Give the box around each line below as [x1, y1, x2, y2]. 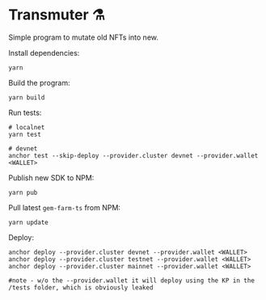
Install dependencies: [8, 48, 80, 57]
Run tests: [8, 108, 42, 117]
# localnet [8, 123, 45, 131]
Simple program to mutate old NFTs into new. [8, 32, 159, 42]
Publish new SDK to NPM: [8, 172, 95, 183]
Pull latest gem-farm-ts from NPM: [8, 202, 121, 212]
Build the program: [8, 78, 70, 87]
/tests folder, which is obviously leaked [8, 283, 154, 292]
